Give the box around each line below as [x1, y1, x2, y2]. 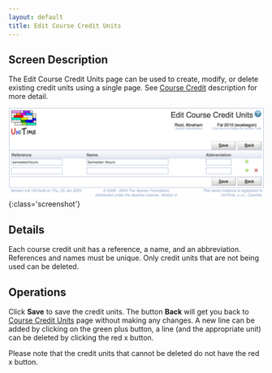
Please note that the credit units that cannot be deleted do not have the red [8, 349, 260, 358]
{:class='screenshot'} [8, 199, 81, 209]
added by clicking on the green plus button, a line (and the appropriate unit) [8, 324, 261, 334]
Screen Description [8, 53, 108, 67]
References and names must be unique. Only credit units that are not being [8, 253, 260, 263]
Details [8, 223, 45, 236]
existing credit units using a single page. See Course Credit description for [8, 83, 257, 93]
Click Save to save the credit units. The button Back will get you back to [8, 307, 249, 317]
